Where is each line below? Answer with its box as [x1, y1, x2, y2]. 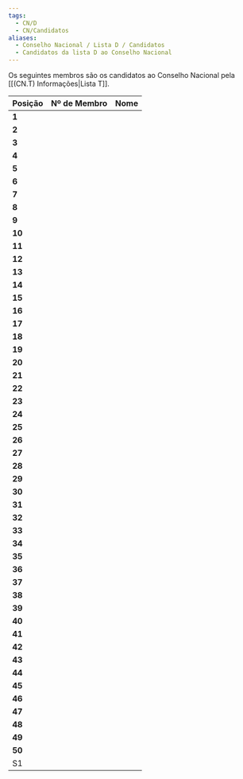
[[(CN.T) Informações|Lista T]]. [8, 79, 110, 88]
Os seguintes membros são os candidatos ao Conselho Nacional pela [8, 71, 236, 80]
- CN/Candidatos [15, 26, 69, 34]
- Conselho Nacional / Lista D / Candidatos [15, 41, 165, 49]
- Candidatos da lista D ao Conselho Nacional [15, 49, 172, 56]
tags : [8, 11, 26, 20]
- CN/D [15, 19, 37, 27]
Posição [12, 98, 44, 108]
